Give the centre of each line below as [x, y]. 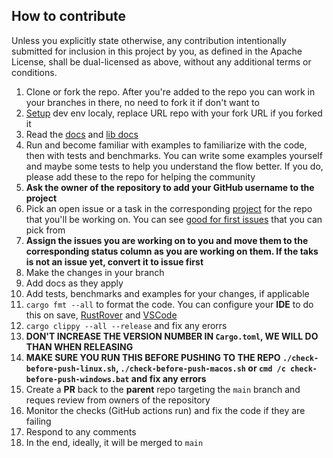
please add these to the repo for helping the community [140, 176]
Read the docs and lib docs [82, 134]
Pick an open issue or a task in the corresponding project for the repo [169, 208]
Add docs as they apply [74, 283]
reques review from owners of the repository [118, 400]
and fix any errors [168, 378]
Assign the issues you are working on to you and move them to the [167, 240]
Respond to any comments [81, 431]
